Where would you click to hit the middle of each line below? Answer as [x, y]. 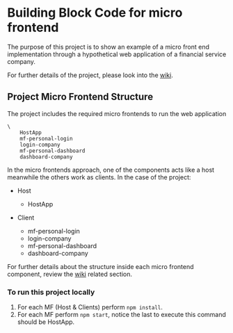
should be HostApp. [46, 322]
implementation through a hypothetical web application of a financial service [117, 54]
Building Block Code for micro [95, 13]
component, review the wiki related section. [70, 274]
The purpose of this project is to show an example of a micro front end [109, 47]
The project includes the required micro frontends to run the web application [117, 113]
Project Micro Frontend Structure [80, 97]
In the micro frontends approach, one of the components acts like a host [111, 170]
